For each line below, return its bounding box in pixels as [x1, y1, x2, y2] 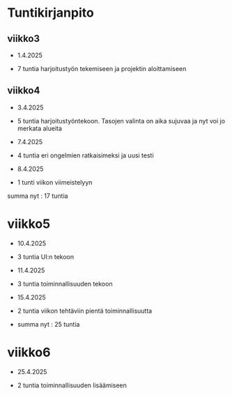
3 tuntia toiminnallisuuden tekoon [17, 279, 113, 288]
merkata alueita [17, 124, 63, 132]
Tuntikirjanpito [7, 5, 94, 21]
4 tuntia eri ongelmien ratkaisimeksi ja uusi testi [17, 151, 155, 160]
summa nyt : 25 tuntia [17, 320, 80, 328]
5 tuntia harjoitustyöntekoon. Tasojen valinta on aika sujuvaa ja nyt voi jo [17, 116, 225, 125]
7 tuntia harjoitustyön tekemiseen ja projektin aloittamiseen [17, 65, 187, 72]
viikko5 [7, 216, 51, 231]
